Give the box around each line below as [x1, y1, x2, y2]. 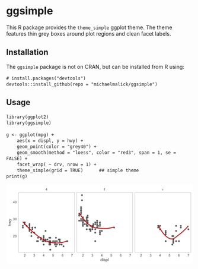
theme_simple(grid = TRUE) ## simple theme [17, 167, 139, 173]
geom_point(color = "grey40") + [17, 144, 97, 150]
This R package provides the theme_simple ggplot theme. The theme [6, 24, 173, 31]
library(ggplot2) [6, 114, 49, 120]
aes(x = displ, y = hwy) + [17, 138, 84, 144]
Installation [6, 48, 49, 58]
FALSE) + [6, 156, 28, 162]
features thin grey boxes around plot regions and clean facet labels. [6, 30, 171, 37]
